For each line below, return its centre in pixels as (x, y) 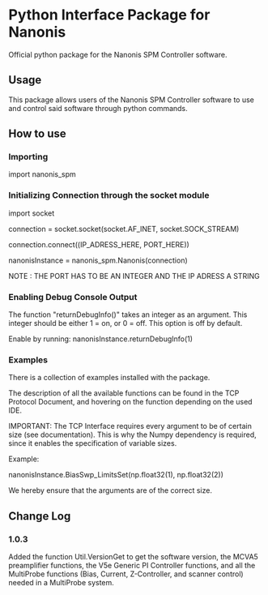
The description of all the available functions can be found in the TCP (124, 393)
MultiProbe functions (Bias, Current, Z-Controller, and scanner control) (126, 574)
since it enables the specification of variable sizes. (93, 443)
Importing (28, 157)
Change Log (40, 516)
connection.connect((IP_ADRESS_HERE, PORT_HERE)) (99, 244)
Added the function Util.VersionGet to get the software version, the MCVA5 (134, 557)
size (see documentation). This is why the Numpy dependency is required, (132, 434)
